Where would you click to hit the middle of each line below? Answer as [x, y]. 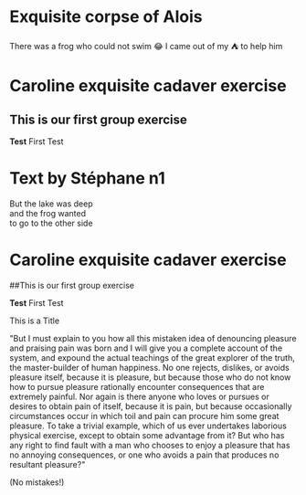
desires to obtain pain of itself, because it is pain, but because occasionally [151, 406]
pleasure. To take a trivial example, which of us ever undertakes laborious [148, 426]
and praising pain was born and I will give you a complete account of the [146, 348]
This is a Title [35, 321]
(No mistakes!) [37, 482]
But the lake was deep [51, 204]
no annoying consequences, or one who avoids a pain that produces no [144, 455]
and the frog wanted [48, 213]
